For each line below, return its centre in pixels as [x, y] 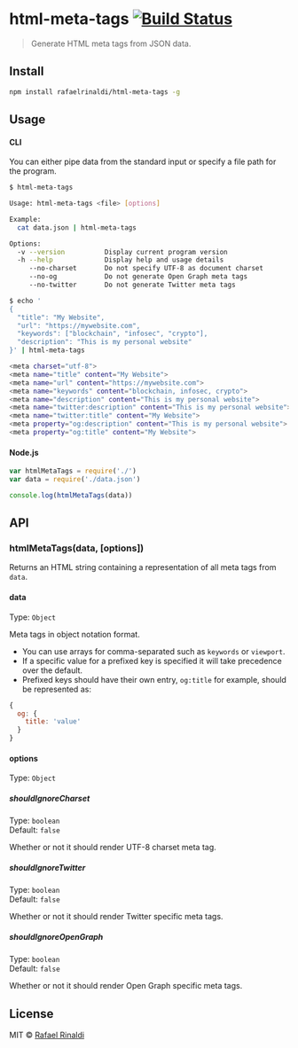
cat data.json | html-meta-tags [77, 227]
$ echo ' [25, 301]
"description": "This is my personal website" [105, 342]
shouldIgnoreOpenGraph [56, 936]
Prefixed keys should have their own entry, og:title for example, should [154, 679]
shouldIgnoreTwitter [47, 867]
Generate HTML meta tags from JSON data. [111, 43]
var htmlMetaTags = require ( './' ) [73, 471]
